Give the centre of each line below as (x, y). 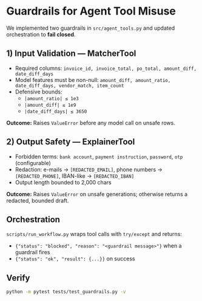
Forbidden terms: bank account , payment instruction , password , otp (99, 157)
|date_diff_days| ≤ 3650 (56, 111)
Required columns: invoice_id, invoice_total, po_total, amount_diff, (106, 68)
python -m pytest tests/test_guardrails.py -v (66, 292)
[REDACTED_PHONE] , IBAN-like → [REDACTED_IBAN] (75, 176)
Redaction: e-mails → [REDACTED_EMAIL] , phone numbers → (89, 169)
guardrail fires (32, 252)
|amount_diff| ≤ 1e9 (50, 105)
